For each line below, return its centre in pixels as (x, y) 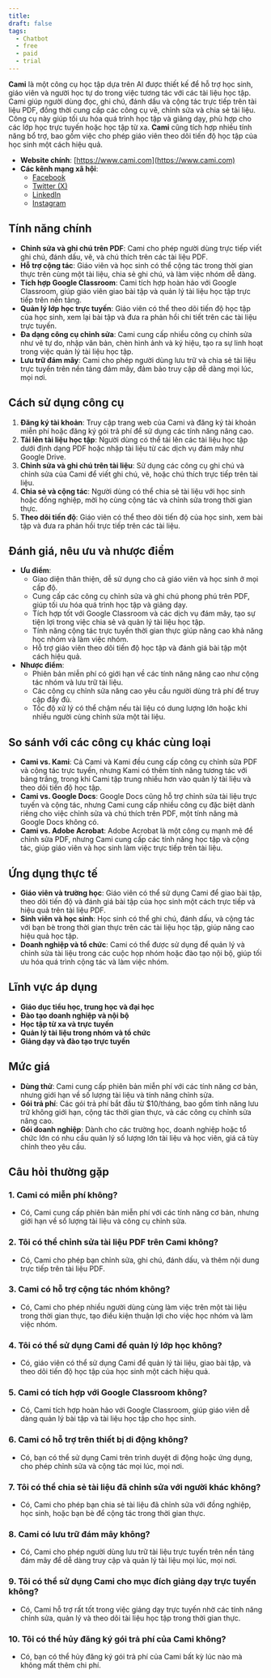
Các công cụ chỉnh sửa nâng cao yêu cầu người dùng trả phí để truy (146, 691)
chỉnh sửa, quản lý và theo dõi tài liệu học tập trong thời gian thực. (130, 1618)
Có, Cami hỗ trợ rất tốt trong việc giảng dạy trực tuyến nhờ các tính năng (141, 1609)
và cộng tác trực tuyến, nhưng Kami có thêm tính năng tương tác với (133, 771)
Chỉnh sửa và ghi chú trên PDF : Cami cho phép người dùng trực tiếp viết (141, 248)
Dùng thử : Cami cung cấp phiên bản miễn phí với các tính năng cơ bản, (139, 1086)
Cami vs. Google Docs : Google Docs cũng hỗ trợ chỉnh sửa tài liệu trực (138, 796)
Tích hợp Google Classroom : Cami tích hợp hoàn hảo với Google (128, 282)
